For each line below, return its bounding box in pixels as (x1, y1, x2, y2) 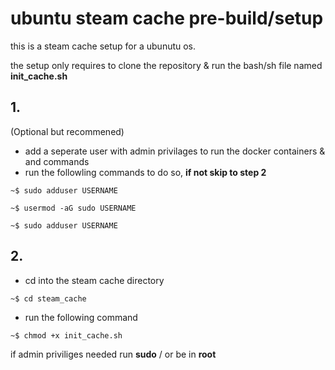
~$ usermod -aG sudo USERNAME (10, 203, 137, 213)
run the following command (24, 311, 138, 323)
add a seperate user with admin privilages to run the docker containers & (24, 145, 326, 157)
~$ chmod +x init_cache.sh (10, 330, 123, 341)
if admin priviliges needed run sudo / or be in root (10, 348, 217, 360)
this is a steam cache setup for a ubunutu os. (10, 40, 197, 52)
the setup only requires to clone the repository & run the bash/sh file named (10, 59, 323, 71)
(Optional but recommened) (10, 125, 125, 137)
